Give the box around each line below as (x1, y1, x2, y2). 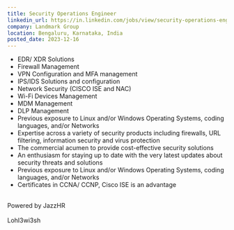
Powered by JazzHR (7, 202, 65, 210)
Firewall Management (17, 63, 80, 71)
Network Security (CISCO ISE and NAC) (17, 85, 132, 93)
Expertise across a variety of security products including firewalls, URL (17, 129, 221, 138)
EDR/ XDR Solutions (17, 55, 75, 63)
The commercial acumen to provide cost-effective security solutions (17, 144, 214, 152)
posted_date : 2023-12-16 (7, 36, 79, 43)
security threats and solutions (17, 158, 103, 167)
